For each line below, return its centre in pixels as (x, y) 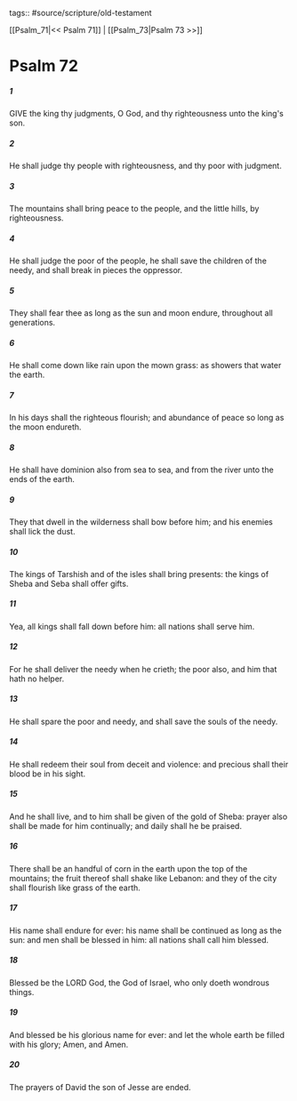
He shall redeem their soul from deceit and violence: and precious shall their (149, 764)
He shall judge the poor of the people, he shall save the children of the (138, 261)
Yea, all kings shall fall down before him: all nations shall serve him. (132, 626)
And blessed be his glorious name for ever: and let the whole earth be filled (147, 1034)
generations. (32, 323)
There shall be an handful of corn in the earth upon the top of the (128, 868)
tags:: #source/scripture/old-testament (81, 13)
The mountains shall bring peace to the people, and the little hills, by (134, 209)
